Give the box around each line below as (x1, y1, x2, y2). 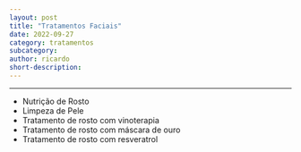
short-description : (9, 63, 82, 72)
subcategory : (9, 46, 58, 55)
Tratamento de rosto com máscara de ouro (21, 124, 181, 135)
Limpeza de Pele (21, 105, 84, 116)
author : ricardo (9, 55, 70, 63)
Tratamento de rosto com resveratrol (21, 133, 159, 144)
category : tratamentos (9, 38, 94, 47)
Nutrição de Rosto (21, 96, 90, 106)
